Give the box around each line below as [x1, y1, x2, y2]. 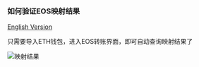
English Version [7, 23, 53, 31]
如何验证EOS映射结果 [7, 6, 80, 16]
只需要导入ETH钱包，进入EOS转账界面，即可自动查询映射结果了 [7, 37, 193, 46]
